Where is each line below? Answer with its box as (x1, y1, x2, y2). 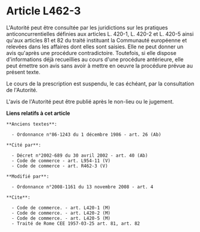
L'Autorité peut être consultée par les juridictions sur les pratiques (6, 24, 168, 31)
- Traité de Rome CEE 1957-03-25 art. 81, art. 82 (11, 220, 140, 227)
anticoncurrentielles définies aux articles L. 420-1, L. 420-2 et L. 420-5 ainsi (6, 30, 194, 37)
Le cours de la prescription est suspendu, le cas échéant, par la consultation (6, 80, 195, 87)
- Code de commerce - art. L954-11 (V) (11, 157, 111, 164)
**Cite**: (6, 194, 31, 200)
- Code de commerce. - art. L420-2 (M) (11, 210, 111, 216)
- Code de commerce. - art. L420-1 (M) (11, 204, 111, 210)
